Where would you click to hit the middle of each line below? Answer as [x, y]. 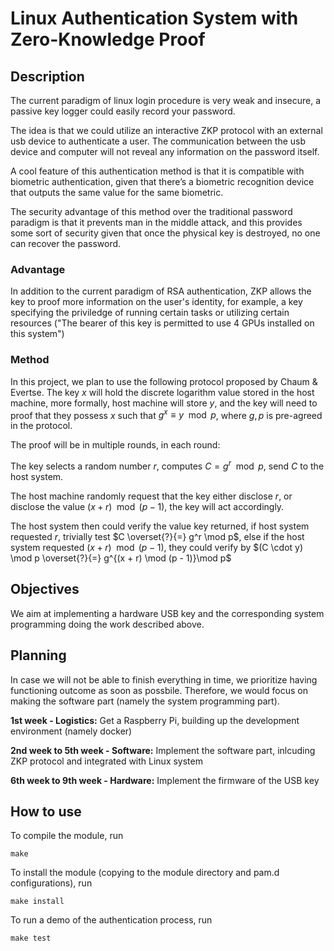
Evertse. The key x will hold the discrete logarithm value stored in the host [162, 392]
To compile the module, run [67, 836]
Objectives [45, 589]
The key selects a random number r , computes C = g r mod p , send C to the [167, 465]
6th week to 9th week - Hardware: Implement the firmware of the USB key [165, 780]
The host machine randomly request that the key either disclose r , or [151, 496]
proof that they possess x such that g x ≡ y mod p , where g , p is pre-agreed [166, 414]
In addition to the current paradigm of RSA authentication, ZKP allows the [161, 291]
